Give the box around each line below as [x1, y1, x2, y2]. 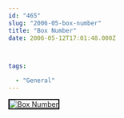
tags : [8, 62, 26, 70]
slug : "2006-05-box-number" [8, 19, 102, 27]
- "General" [15, 77, 56, 85]
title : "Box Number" [8, 26, 78, 34]
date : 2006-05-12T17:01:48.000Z [8, 33, 116, 42]
